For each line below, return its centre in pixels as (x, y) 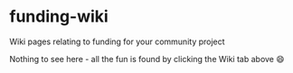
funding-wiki (59, 17)
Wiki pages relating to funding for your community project (117, 41)
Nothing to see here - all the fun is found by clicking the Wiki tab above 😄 (147, 59)
